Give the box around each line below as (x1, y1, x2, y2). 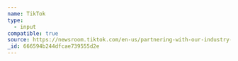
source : (7, 36, 30, 43)
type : (7, 17, 23, 24)
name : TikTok (7, 10, 46, 18)
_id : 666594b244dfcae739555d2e (7, 43, 100, 50)
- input (13, 23, 37, 30)
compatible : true (7, 29, 59, 37)
